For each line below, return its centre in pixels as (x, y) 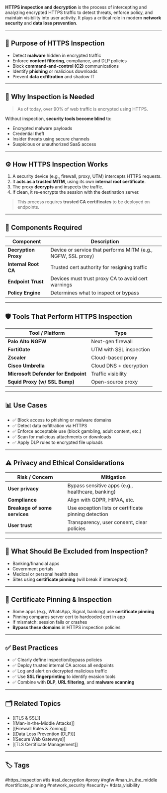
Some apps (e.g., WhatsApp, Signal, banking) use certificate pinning (83, 612)
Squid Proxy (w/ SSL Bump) (41, 382)
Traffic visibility (109, 374)
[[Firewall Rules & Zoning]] (40, 728)
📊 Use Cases (26, 405)
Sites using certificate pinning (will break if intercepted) (70, 579)
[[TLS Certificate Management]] (45, 744)
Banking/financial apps (36, 563)
